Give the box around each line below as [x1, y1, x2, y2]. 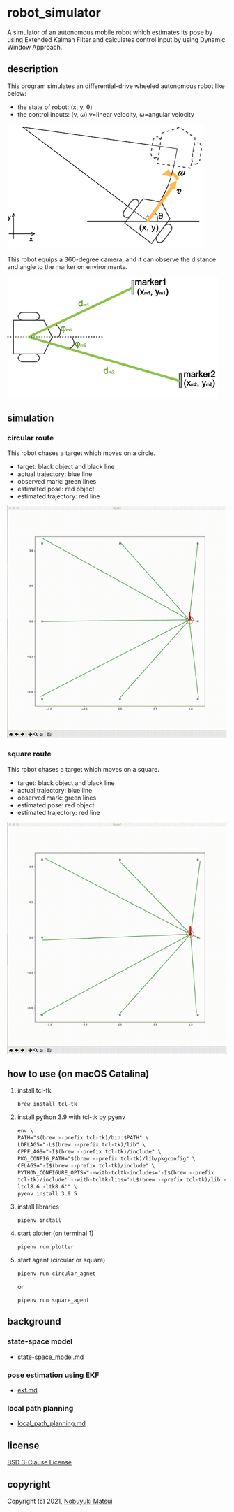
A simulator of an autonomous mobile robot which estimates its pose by [7, 28, 213, 36]
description [7, 63, 58, 75]
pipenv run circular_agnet [17, 1270, 96, 1277]
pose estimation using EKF [7, 1370, 100, 1380]
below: [7, 89, 26, 97]
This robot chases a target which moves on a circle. [7, 449, 155, 457]
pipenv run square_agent [17, 1297, 90, 1304]
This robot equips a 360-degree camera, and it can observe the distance [7, 255, 217, 264]
